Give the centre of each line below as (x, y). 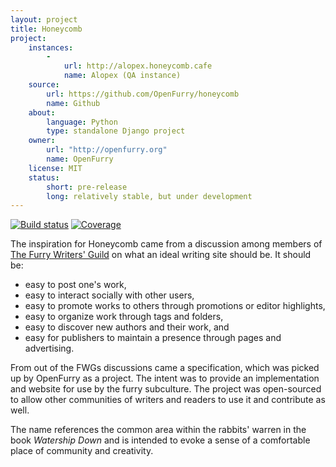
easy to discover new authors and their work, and (127, 327)
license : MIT (55, 168)
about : (42, 112)
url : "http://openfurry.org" (107, 150)
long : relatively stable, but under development (149, 196)
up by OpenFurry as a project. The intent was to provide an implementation (165, 378)
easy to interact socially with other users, (109, 295)
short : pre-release (87, 187)
